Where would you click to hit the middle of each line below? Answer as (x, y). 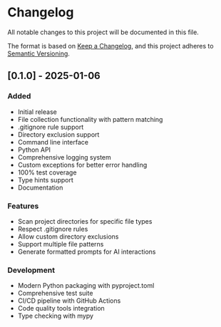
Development (31, 270)
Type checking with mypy (56, 316)
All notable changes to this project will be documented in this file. (103, 32)
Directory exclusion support (58, 134)
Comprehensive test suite (55, 294)
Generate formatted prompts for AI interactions (87, 251)
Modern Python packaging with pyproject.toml (86, 286)
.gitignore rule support (51, 127)
